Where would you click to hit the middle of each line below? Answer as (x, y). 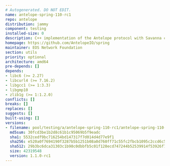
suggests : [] (19, 114)
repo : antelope (21, 19)
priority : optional (26, 57)
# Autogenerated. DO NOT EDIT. (38, 10)
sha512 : (18, 147)
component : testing (26, 29)
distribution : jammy (27, 24)
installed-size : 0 (25, 33)
